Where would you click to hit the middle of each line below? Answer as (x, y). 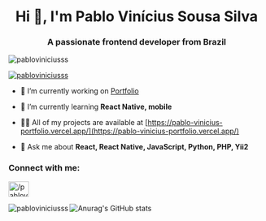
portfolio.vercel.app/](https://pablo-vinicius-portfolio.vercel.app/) (130, 131)
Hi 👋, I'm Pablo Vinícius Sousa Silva (137, 17)
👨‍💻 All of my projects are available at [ (84, 123)
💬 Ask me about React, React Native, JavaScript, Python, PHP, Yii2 (134, 147)
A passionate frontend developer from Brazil (137, 42)
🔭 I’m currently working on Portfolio (80, 91)
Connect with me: (44, 168)
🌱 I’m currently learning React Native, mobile (96, 107)
